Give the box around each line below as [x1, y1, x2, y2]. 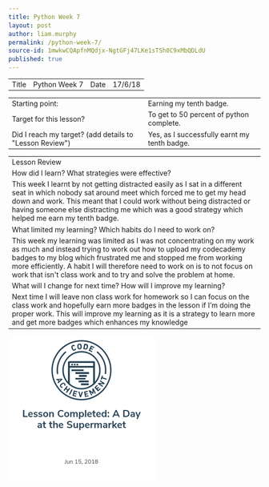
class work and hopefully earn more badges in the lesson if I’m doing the [11, 300, 251, 310]
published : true [8, 55, 62, 63]
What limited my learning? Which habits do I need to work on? [11, 224, 215, 234]
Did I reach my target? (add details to [11, 129, 134, 139]
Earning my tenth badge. [147, 99, 229, 108]
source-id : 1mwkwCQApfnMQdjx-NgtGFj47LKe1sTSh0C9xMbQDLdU [8, 46, 206, 55]
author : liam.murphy [8, 30, 78, 38]
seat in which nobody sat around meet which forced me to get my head [11, 188, 247, 198]
